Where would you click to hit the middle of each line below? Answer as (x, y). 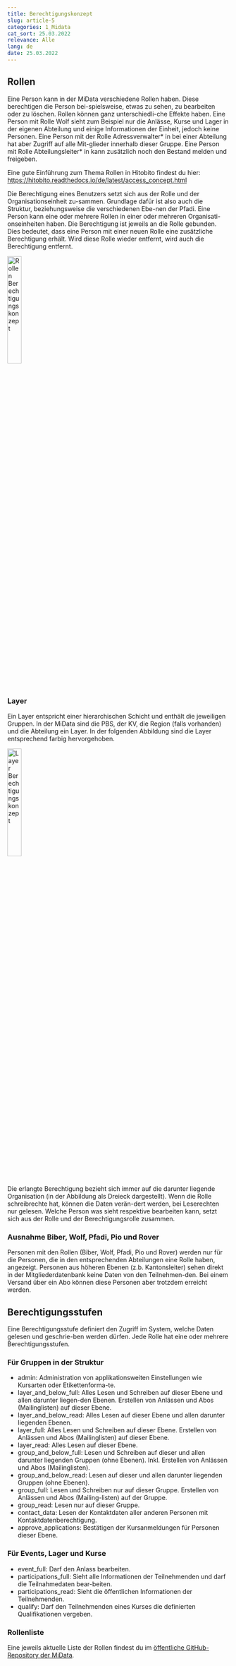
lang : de (20, 47)
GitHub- (197, 1647)
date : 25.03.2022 (33, 54)
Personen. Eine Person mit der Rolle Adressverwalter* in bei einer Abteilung (117, 136)
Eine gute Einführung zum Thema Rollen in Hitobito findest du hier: (104, 172)
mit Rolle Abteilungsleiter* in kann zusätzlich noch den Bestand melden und (117, 151)
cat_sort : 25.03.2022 (39, 34)
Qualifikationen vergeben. (55, 1614)
